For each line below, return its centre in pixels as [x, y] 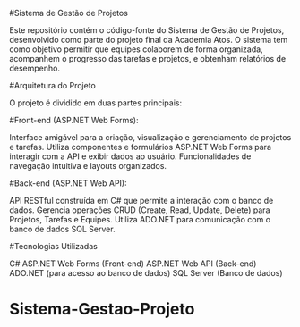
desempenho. [35, 68]
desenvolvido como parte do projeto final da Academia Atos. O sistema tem [149, 40]
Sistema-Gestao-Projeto [102, 310]
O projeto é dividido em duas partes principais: [95, 103]
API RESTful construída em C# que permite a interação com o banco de [141, 201]
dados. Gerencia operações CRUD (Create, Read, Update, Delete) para [140, 210]
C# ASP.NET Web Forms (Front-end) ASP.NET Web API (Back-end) [133, 264]
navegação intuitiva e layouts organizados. [88, 166]
